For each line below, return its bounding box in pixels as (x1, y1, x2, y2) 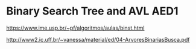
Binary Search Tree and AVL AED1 (6, 4, 179, 18)
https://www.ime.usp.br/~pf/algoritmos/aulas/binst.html (6, 24, 145, 31)
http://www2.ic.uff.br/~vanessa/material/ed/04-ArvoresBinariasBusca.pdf (6, 36, 190, 43)
